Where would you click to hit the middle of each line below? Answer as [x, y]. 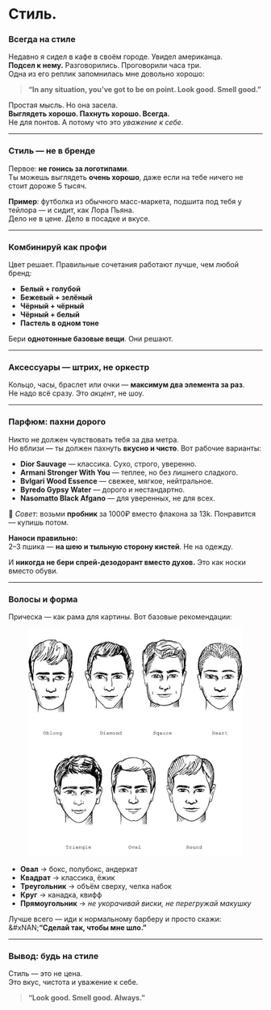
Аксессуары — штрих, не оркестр [79, 367]
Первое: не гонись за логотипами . [69, 168]
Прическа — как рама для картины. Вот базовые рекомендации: [120, 616]
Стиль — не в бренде [52, 151]
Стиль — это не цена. [46, 974]
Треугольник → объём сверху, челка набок [96, 886]
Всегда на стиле [42, 40]
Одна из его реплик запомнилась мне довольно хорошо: [107, 74]
